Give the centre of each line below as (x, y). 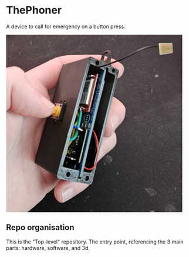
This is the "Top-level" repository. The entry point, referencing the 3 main (95, 242)
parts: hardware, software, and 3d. (48, 248)
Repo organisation (40, 227)
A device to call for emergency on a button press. (66, 26)
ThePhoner (34, 10)
